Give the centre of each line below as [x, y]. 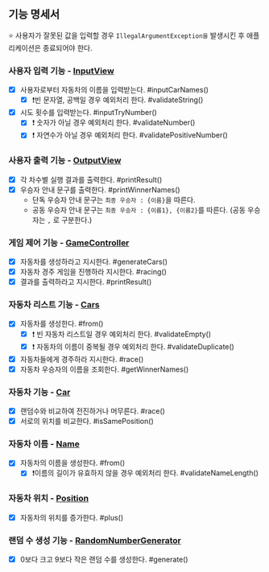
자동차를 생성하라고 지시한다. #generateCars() [93, 261]
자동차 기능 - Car [39, 392]
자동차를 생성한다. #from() [62, 323]
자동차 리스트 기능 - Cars [54, 305]
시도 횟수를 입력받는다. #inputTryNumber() [88, 113]
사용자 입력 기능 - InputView [61, 71]
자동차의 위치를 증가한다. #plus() [72, 517]
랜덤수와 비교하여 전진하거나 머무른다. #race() [92, 411]
